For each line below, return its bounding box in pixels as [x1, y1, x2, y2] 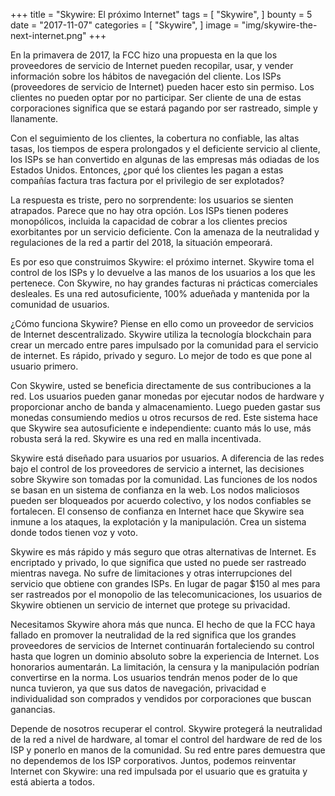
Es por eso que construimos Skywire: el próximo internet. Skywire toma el [10, 256, 315, 268]
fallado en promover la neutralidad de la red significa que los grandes [10, 629, 297, 641]
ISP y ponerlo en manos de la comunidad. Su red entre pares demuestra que [10, 744, 326, 756]
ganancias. [10, 704, 56, 715]
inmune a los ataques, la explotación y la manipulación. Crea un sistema [10, 516, 307, 528]
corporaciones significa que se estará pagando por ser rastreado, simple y [10, 102, 318, 114]
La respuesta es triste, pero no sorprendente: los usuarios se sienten [10, 194, 294, 206]
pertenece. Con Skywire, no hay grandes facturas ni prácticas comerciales [10, 277, 318, 289]
